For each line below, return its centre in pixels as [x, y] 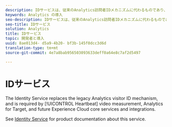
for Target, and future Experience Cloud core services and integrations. [81, 109]
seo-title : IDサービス [28, 24]
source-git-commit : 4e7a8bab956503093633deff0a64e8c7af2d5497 [73, 53]
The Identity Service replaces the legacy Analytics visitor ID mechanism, [82, 98]
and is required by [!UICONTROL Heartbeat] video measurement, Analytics [84, 104]
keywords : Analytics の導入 [34, 15]
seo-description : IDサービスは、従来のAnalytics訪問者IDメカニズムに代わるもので [85, 19]
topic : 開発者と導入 [25, 39]
